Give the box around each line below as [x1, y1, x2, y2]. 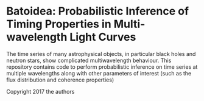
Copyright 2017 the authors [6, 88, 75, 95]
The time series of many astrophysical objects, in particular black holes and [6, 50, 196, 57]
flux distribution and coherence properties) [6, 76, 114, 83]
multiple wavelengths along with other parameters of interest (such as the [6, 69, 192, 77]
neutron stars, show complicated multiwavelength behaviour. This [6, 57, 172, 64]
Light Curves [69, 30, 136, 44]
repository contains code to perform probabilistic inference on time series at [6, 63, 198, 71]
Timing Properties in [6, 17, 111, 31]
